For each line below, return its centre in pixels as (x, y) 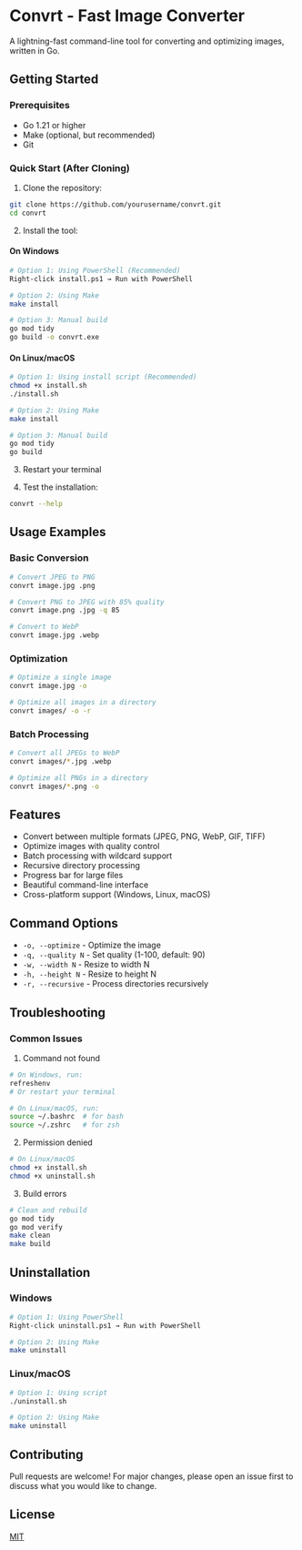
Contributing (46, 1454)
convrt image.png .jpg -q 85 (65, 611)
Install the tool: (50, 230)
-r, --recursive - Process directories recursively (116, 984)
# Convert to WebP (44, 627)
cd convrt (28, 213)
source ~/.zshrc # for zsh (65, 1125)
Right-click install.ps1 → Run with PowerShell (101, 279)
